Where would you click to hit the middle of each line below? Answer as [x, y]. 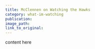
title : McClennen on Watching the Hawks [48, 10]
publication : [19, 19]
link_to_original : [24, 28]
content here [18, 42]
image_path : [17, 24]
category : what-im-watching [34, 14]
